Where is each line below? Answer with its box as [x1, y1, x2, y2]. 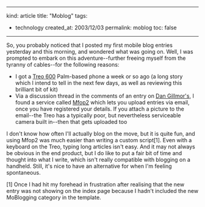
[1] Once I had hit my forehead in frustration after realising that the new [6, 181, 185, 188]
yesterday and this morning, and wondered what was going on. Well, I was [6, 48, 193, 55]
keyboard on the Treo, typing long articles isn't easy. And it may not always [6, 143, 195, 150]
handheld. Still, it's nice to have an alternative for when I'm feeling [6, 162, 172, 170]
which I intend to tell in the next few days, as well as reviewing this [15, 79, 182, 86]
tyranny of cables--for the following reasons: [6, 61, 120, 68]
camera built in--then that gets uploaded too [15, 118, 128, 125]
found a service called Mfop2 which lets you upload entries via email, [15, 99, 190, 106]
